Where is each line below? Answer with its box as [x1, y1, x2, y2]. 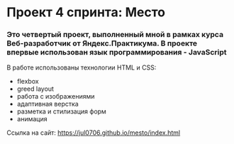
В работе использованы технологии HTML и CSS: [6, 63, 157, 72]
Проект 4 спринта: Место [6, 4, 166, 21]
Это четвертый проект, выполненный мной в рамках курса [6, 30, 224, 40]
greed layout [16, 84, 55, 93]
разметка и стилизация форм [16, 107, 107, 116]
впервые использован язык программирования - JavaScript [6, 48, 228, 57]
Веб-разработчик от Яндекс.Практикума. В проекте [6, 38, 198, 48]
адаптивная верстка [16, 100, 79, 109]
